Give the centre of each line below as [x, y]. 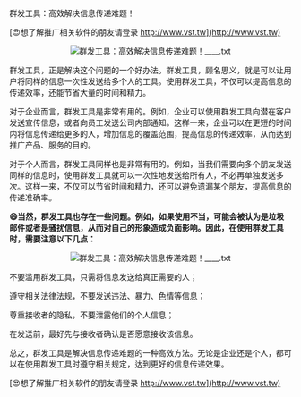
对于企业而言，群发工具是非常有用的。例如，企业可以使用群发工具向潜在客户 [150, 111]
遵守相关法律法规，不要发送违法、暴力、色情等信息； [107, 296]
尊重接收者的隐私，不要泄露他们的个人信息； [92, 315]
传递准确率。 [33, 198]
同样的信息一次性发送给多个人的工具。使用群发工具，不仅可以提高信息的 [158, 81]
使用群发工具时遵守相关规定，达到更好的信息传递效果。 [127, 364]
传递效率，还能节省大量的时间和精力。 [80, 93]
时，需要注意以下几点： [52, 239]
